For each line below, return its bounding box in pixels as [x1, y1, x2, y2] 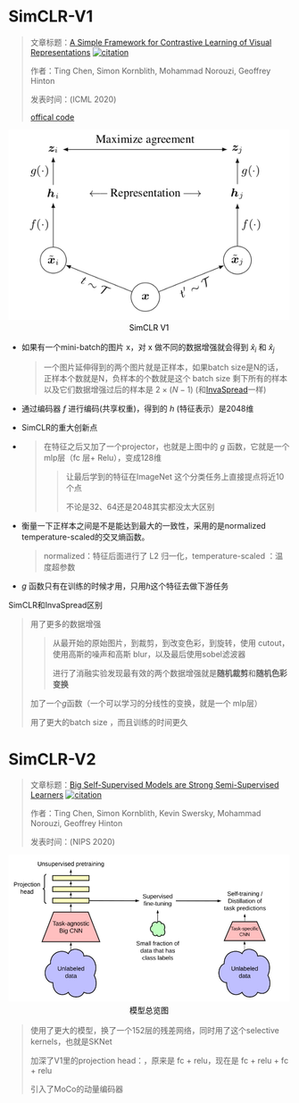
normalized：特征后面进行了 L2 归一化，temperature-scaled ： [43, 551, 276, 562]
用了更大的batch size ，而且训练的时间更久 [29, 717, 188, 728]
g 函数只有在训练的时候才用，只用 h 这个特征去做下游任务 [21, 581, 229, 591]
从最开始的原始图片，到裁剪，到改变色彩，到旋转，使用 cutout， [52, 638, 290, 648]
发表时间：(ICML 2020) [29, 94, 117, 104]
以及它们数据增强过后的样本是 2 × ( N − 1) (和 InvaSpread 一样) [43, 384, 267, 395]
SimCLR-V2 [8, 748, 96, 769]
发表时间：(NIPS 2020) [29, 837, 115, 848]
